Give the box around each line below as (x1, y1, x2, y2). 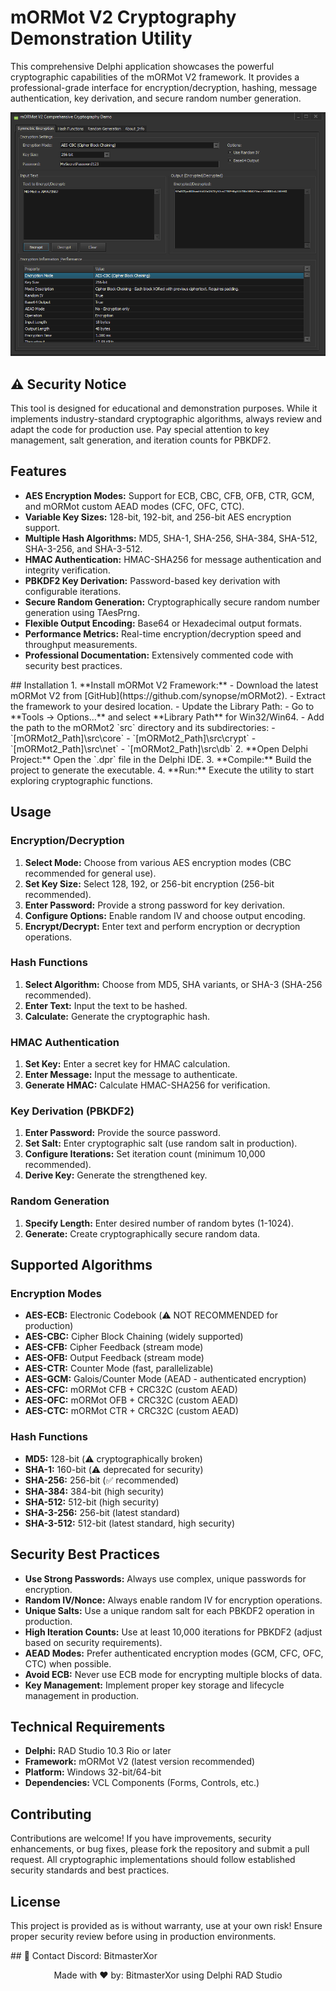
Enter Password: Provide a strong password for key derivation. (24, 899, 285, 911)
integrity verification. (24, 564, 111, 576)
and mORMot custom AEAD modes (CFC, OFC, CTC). (24, 500, 245, 512)
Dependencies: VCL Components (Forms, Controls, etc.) (24, 1777, 260, 1789)
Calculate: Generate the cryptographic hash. (24, 1010, 211, 1022)
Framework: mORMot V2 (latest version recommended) (24, 1756, 256, 1768)
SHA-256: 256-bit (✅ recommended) (24, 1474, 180, 1486)
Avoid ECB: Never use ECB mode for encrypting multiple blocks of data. (24, 1668, 323, 1680)
